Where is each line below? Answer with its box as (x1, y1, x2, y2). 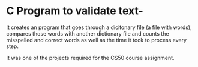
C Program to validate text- (6, 4, 144, 18)
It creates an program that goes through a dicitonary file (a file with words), (6, 24, 192, 31)
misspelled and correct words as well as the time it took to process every (6, 36, 187, 43)
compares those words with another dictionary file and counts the (6, 30, 169, 37)
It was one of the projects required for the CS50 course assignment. (6, 54, 175, 61)
